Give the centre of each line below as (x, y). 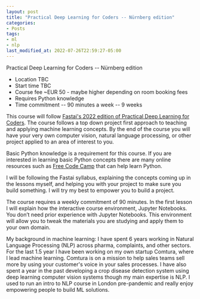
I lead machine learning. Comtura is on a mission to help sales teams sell (96, 258)
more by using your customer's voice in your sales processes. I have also (96, 264)
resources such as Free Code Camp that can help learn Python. (84, 166)
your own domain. (28, 227)
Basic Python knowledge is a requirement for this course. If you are (89, 153)
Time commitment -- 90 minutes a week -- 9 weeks (79, 105)
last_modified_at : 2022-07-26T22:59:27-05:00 (64, 51)
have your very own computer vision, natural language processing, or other (99, 135)
